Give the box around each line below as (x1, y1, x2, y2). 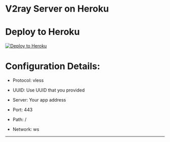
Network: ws (12, 126, 39, 132)
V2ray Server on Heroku (5, 3, 109, 15)
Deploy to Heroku (5, 26, 80, 38)
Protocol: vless (12, 77, 44, 83)
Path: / (12, 117, 27, 123)
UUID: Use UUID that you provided (12, 87, 85, 93)
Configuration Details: (5, 61, 100, 72)
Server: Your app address (12, 97, 66, 103)
